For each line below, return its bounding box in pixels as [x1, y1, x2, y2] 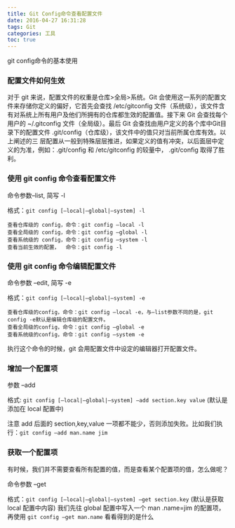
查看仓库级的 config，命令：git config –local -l [7, 221, 145, 228]
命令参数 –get [7, 480, 47, 488]
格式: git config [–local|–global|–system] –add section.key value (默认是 [7, 396, 228, 404]
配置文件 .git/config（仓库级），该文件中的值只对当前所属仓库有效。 [25, 128, 220, 137]
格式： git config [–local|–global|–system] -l [7, 206, 146, 214]
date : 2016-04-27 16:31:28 [7, 17, 86, 24]
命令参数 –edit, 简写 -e [7, 279, 72, 287]
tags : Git [7, 23, 36, 30]
